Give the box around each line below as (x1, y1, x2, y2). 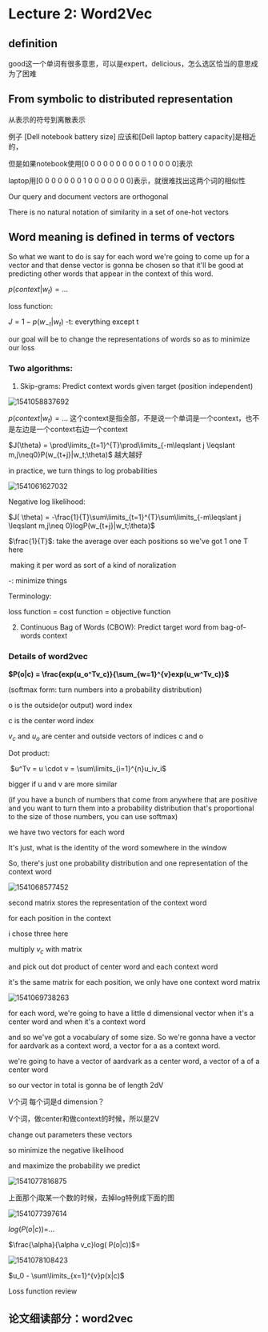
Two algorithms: (8, 363, 74, 374)
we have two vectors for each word (8, 827, 126, 837)
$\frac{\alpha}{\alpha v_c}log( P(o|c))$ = (8, 1240, 141, 1250)
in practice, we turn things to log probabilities (8, 466, 158, 476)
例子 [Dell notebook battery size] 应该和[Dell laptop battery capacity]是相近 (8, 131, 256, 141)
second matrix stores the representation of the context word (8, 898, 207, 908)
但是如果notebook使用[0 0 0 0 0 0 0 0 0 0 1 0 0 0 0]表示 (8, 158, 194, 168)
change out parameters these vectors (8, 1130, 133, 1140)
